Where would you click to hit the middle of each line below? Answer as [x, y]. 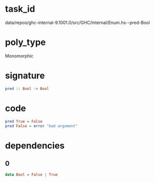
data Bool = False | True [31, 175]
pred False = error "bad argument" [41, 126]
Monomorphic [19, 56]
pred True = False [24, 121]
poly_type [25, 42]
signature [25, 76]
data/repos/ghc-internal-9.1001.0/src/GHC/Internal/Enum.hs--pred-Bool [77, 23]
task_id [20, 9]
